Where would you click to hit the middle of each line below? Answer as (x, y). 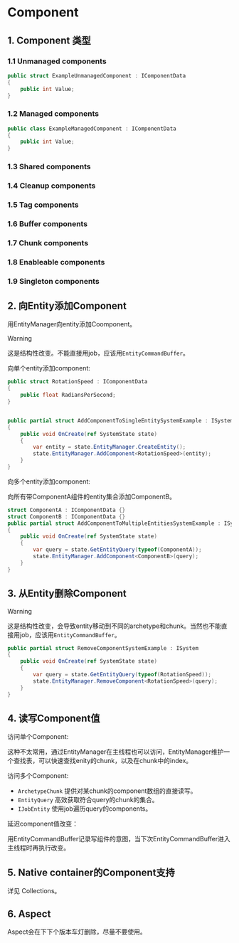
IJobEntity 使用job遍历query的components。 (85, 809)
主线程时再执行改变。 (38, 848)
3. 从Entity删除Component (67, 593)
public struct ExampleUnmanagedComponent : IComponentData (97, 75)
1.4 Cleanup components (52, 186)
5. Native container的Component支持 (91, 872)
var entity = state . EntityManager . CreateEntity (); (110, 447)
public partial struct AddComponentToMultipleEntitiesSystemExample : (114, 523)
